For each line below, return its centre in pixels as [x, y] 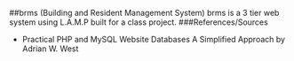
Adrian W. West [50, 49]
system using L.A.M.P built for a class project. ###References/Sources [139, 22]
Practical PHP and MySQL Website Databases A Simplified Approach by [154, 39]
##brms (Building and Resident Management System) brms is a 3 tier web [144, 13]
